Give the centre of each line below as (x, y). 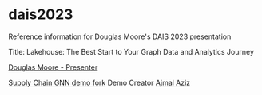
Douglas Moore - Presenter (53, 67)
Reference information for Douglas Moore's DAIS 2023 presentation (120, 36)
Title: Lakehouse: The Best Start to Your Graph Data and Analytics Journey (131, 51)
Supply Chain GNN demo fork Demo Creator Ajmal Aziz (99, 82)
